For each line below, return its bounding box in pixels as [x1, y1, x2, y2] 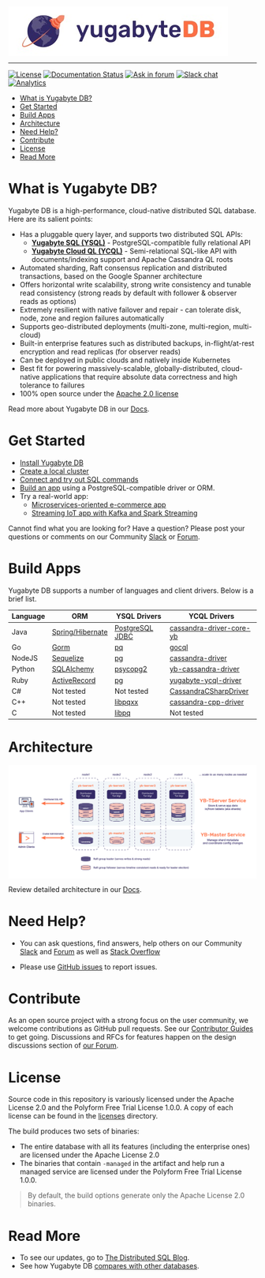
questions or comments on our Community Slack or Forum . [8, 531, 200, 542]
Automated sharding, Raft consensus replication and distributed [19, 263, 227, 272]
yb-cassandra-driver [169, 665, 241, 674]
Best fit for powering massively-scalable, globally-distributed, [19, 363, 220, 373]
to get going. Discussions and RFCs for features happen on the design [8, 1033, 237, 1042]
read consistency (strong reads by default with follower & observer [19, 288, 237, 298]
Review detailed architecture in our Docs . [8, 884, 142, 894]
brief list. [8, 594, 37, 603]
